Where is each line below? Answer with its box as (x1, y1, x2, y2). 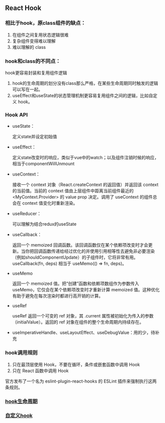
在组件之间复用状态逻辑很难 (12, 32, 69, 37)
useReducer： (12, 211, 41, 216)
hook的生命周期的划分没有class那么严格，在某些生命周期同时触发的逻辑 (12, 80, 159, 86)
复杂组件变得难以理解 (12, 38, 56, 44)
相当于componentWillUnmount (12, 161, 75, 167)
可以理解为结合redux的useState (12, 221, 77, 227)
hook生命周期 (5, 398, 38, 405)
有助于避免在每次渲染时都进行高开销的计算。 (12, 293, 103, 299)
